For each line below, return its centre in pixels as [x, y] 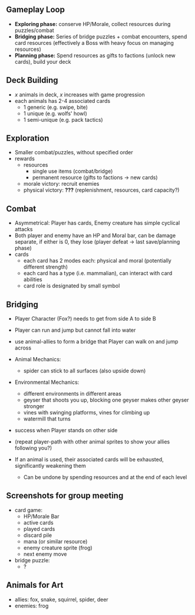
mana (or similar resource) [55, 541]
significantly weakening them [50, 466]
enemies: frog [32, 606]
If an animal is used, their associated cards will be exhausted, [89, 459]
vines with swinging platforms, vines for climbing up [87, 413]
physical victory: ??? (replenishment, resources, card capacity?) [101, 190]
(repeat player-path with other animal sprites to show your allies [92, 442]
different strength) [46, 267]
